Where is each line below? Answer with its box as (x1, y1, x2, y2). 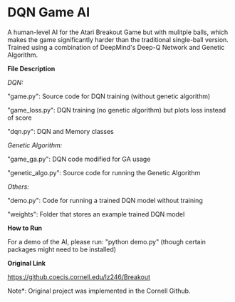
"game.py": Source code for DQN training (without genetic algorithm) (7, 92, 211, 100)
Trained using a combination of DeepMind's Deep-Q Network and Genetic (7, 43, 225, 51)
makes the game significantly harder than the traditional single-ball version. (7, 35, 229, 43)
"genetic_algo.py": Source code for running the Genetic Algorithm (7, 168, 201, 177)
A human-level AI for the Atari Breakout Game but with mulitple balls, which (7, 28, 229, 36)
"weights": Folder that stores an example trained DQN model (7, 209, 185, 218)
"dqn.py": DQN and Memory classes (7, 127, 114, 135)
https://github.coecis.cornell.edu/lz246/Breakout (7, 272, 151, 281)
